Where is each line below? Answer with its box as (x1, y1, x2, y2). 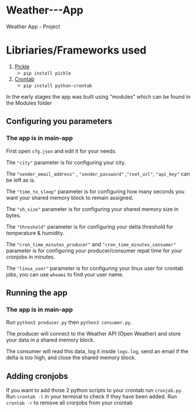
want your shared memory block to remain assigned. (6, 194, 134, 201)
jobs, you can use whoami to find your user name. (6, 271, 124, 278)
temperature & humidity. (6, 229, 65, 236)
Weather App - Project (6, 23, 60, 30)
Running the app (6, 287, 67, 297)
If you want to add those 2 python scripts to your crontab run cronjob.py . (6, 387, 183, 394)
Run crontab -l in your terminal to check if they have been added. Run (6, 393, 177, 400)
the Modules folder (6, 99, 52, 106)
